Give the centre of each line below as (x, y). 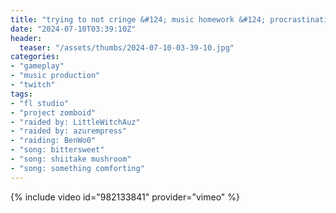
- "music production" (55, 76)
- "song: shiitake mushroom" (71, 159)
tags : (21, 94)
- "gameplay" (37, 66)
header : (26, 38)
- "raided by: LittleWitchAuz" (75, 122)
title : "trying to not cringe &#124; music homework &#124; (138, 19)
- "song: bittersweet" (57, 150)
